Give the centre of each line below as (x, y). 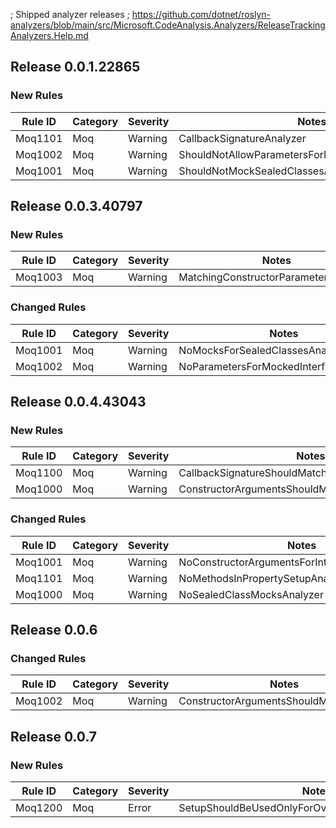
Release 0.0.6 (54, 630)
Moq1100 (39, 473)
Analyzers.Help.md (49, 35)
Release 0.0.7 (54, 736)
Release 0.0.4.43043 (78, 402)
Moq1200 (39, 808)
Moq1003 (39, 277)
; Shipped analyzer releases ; (70, 14)
